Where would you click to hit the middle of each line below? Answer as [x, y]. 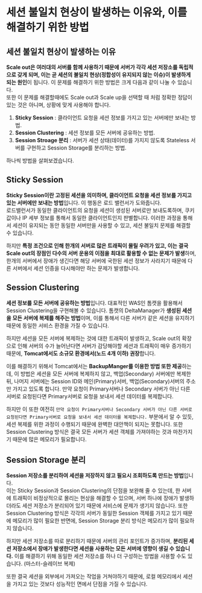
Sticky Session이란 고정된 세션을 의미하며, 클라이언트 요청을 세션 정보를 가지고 [99, 195]
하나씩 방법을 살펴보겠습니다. [40, 161]
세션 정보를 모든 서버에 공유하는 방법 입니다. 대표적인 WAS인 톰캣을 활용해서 [94, 303]
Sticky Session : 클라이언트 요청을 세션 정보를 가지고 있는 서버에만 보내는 [102, 118]
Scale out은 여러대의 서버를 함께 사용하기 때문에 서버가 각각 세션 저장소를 [92, 67]
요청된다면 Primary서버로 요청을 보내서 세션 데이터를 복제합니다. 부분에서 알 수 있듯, [100, 416]
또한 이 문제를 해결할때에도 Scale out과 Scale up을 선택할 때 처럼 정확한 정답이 [99, 97]
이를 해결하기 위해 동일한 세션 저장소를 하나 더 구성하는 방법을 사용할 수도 [100, 556]
